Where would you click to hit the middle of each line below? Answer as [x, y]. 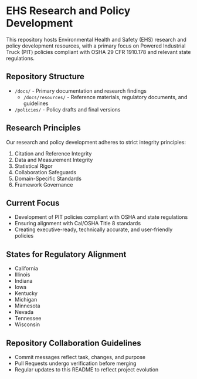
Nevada [24, 312]
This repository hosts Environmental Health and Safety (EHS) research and [96, 39]
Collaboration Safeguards [45, 172]
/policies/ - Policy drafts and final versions [67, 109]
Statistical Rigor [33, 166]
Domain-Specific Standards [48, 178]
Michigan [26, 300]
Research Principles [43, 128]
